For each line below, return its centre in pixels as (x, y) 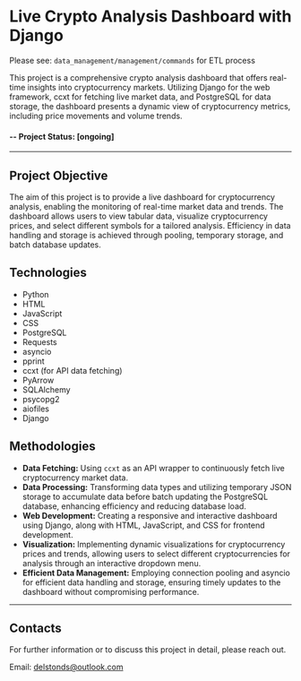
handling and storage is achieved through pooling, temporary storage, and (146, 235)
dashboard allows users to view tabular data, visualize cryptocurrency (139, 216)
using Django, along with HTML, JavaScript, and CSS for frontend (143, 525)
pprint (33, 361)
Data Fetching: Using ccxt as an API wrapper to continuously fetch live (153, 468)
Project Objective (59, 175)
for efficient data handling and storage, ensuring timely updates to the (151, 582)
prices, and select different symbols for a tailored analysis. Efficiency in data (150, 225)
